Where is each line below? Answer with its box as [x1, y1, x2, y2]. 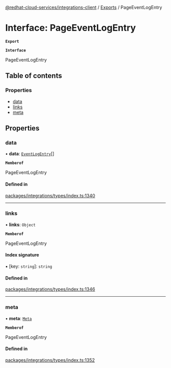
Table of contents [5, 71, 62, 80]
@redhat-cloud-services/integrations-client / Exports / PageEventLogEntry [5, 5, 162, 10]
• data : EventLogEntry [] [5, 151, 54, 157]
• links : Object [5, 221, 36, 228]
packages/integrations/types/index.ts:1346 [5, 286, 95, 292]
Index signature [5, 252, 39, 258]
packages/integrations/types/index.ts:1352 [5, 357, 95, 363]
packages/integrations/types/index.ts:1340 [5, 192, 96, 199]
